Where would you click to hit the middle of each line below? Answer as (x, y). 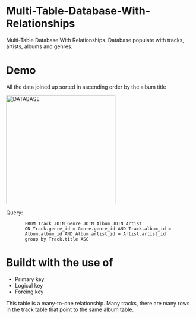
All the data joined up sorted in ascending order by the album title (86, 87)
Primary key (29, 279)
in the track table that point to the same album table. (70, 309)
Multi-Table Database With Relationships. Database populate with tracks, (95, 40)
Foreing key (29, 292)
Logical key (29, 285)
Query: (15, 213)
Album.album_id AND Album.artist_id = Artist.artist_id (95, 234)
